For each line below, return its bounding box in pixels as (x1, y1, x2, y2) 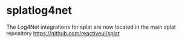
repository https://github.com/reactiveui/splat (6, 29, 120, 36)
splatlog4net (6, 4, 73, 17)
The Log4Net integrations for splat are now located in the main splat (6, 23, 177, 30)
